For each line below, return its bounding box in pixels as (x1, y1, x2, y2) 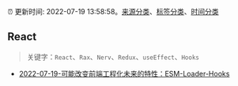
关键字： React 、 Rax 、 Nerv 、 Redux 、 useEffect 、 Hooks (26, 52, 199, 62)
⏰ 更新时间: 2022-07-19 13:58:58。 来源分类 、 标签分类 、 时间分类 (7, 7, 219, 16)
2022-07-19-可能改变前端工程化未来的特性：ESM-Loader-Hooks (18, 69, 230, 78)
